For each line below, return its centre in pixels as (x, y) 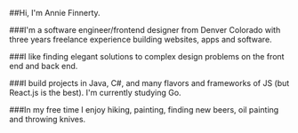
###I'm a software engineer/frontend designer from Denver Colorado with (145, 30)
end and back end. (44, 66)
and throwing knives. (48, 119)
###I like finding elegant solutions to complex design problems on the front (147, 56)
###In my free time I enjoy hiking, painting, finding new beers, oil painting (144, 110)
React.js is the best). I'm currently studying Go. (95, 93)
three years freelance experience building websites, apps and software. (141, 39)
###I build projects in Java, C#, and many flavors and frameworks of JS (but (149, 83)
